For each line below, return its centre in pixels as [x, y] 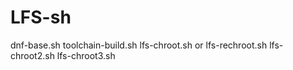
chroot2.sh [32, 55]
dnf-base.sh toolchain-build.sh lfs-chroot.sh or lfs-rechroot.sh [139, 45]
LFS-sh [41, 17]
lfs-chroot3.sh [86, 55]
